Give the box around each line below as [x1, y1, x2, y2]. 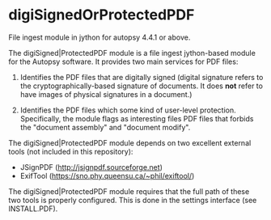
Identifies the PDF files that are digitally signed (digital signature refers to [19, 72, 264, 82]
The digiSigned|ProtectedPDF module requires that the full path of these [8, 186, 250, 196]
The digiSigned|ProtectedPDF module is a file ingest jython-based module [8, 48, 256, 57]
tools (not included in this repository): [8, 146, 133, 156]
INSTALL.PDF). [8, 204, 58, 214]
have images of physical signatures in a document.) [19, 89, 193, 99]
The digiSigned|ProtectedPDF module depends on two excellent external [8, 137, 252, 147]
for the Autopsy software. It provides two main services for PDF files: [8, 57, 239, 66]
